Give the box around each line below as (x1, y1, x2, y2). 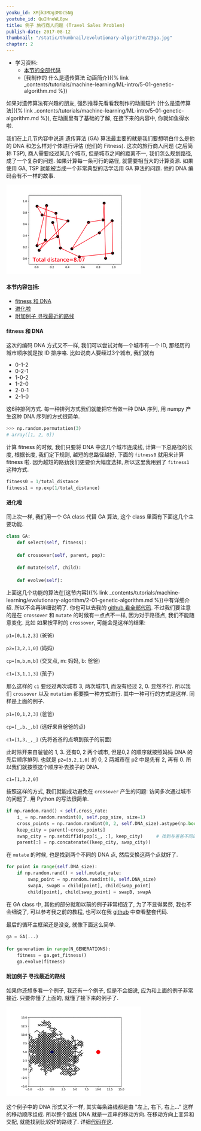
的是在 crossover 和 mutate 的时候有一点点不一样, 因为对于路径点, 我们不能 (6, 611, 190, 619)
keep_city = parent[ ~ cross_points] (17, 827, 106, 833)
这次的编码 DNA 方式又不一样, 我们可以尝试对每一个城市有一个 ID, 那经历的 (6, 342, 190, 349)
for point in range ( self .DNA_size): (6, 864, 98, 870)
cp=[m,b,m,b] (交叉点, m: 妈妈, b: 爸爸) (6, 657, 100, 665)
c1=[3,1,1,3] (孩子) (6, 670, 55, 677)
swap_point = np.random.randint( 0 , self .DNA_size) (28, 877, 157, 883)
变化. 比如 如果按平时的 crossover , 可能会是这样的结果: (11, 619, 146, 626)
